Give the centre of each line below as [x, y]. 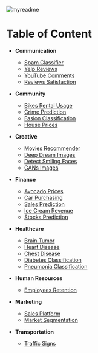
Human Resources [39, 278]
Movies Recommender [52, 148]
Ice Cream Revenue [49, 210]
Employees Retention [51, 290]
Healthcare [29, 228]
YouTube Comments [49, 75]
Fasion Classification [50, 118]
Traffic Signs [40, 343]
